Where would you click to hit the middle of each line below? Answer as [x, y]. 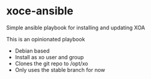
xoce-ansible [40, 11]
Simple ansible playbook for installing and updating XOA [76, 28]
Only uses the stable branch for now [60, 69]
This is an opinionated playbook [46, 39]
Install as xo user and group [49, 57]
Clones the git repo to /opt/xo [51, 63]
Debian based [32, 51]
